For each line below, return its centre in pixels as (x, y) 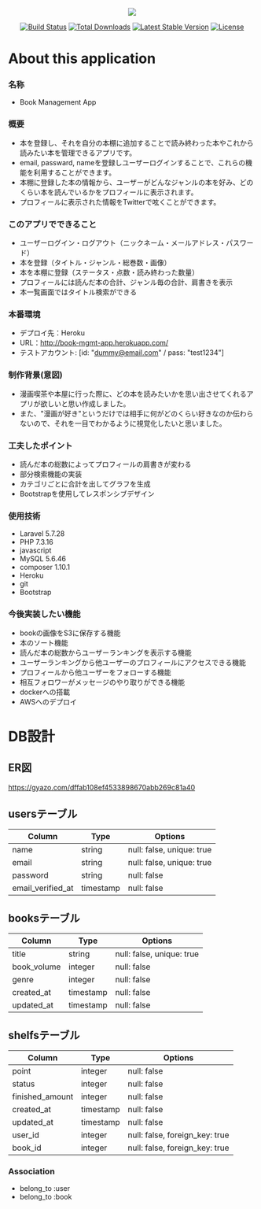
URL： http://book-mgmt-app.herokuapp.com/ (94, 343)
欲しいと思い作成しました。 (85, 403)
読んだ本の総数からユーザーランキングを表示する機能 (106, 653)
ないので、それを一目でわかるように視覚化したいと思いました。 (123, 423)
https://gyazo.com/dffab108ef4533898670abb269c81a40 (102, 787)
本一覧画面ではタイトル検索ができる (78, 292)
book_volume (37, 967)
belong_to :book (46, 1197)
